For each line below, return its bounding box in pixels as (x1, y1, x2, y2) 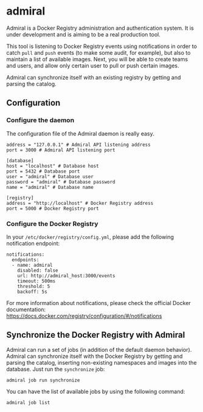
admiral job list (6, 399, 50, 405)
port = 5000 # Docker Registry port (6, 205, 99, 211)
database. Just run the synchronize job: (6, 365, 105, 373)
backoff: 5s (17, 289, 47, 295)
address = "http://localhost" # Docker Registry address (6, 200, 154, 206)
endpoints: (12, 256, 40, 263)
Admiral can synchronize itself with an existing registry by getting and (6, 74, 181, 81)
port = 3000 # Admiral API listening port (6, 147, 115, 153)
